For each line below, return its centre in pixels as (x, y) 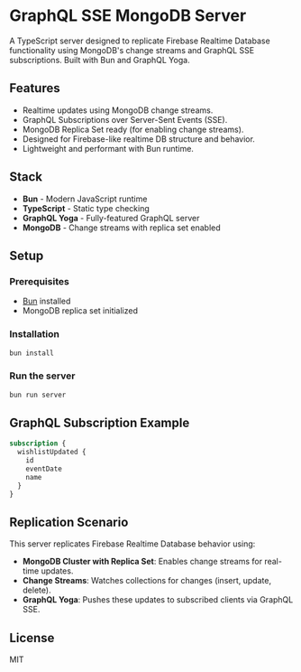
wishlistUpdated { (52, 453)
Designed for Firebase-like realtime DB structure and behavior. (138, 139)
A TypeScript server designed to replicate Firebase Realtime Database (140, 41)
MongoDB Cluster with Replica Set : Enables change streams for (142, 562)
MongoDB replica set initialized (80, 311)
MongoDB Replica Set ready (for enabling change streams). (133, 129)
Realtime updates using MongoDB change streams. (118, 110)
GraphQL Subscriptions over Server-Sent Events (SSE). (125, 119)
